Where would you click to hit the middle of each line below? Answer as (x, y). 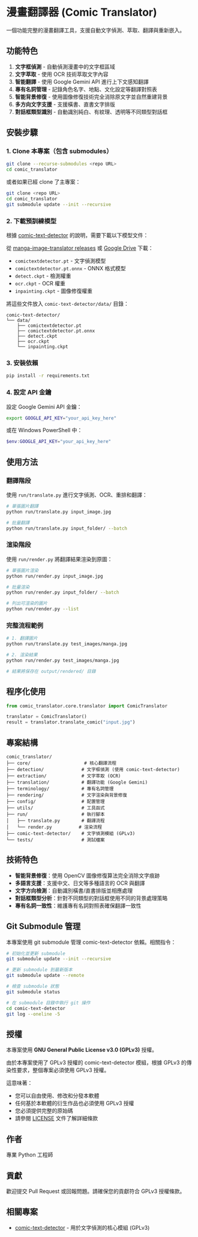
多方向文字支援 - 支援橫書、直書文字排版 (65, 104)
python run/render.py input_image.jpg (55, 576)
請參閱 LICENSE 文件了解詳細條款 (56, 1118)
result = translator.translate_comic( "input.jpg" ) (71, 722)
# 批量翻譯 (18, 522)
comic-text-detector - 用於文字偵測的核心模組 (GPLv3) (82, 1227)
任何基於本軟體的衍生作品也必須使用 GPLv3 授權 (74, 1103)
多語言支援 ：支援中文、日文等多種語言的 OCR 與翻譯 (80, 883)
